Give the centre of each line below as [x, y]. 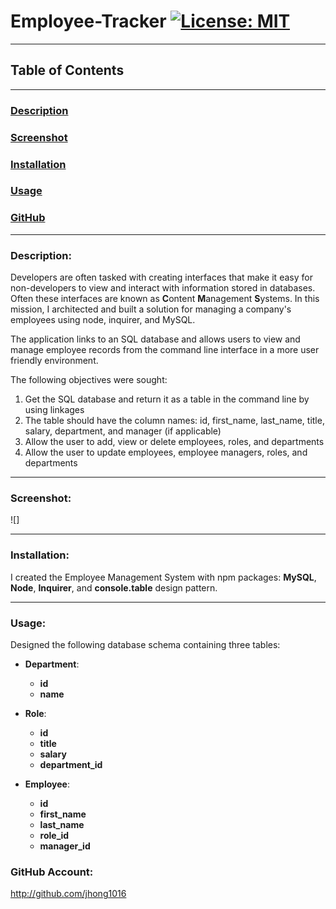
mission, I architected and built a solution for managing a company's [151, 309]
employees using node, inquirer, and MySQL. [103, 320]
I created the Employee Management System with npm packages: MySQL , [163, 577]
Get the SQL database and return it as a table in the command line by [167, 399]
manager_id [65, 846]
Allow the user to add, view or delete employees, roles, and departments [174, 442]
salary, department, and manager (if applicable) [123, 431]
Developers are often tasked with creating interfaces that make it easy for [161, 277]
